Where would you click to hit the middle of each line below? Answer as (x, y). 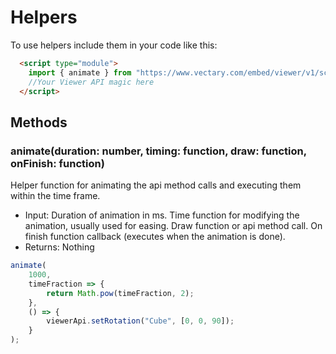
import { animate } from (80, 72)
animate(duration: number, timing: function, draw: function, (158, 151)
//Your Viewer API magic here (91, 82)
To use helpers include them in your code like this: (114, 45)
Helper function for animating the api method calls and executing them (156, 185)
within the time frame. (55, 196)
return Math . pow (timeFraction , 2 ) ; (120, 293)
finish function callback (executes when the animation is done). (155, 237)
